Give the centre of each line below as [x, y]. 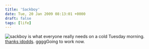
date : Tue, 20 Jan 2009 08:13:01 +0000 [45, 14]
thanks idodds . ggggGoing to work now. [45, 42]
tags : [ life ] [18, 23]
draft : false [18, 18]
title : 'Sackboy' [23, 9]
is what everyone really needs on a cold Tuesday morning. [86, 37]
